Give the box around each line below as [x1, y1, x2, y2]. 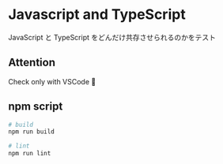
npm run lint [8, 150, 51, 158]
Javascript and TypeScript [8, 6, 186, 24]
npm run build [8, 128, 55, 136]
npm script [8, 100, 63, 114]
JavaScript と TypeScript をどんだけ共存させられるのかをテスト [8, 32, 216, 42]
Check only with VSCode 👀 [8, 76, 96, 86]
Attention [8, 56, 55, 69]
